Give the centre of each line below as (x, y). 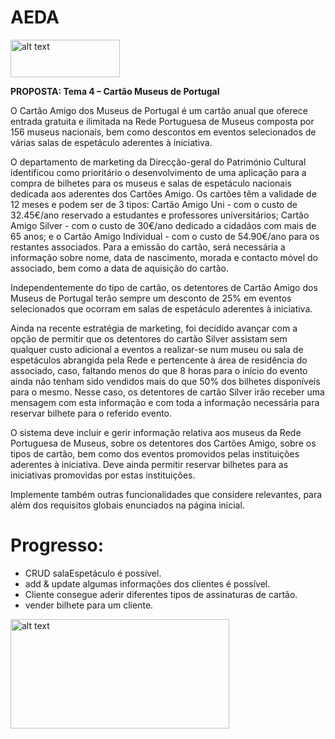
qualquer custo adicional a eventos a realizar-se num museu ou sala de (157, 349)
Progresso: (57, 545)
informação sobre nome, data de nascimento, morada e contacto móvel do (164, 257)
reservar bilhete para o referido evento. (91, 413)
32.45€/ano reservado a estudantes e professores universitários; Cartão (160, 215)
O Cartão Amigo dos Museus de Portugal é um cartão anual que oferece (159, 110)
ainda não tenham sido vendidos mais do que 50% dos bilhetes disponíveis (165, 381)
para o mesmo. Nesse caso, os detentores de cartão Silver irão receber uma (167, 392)
